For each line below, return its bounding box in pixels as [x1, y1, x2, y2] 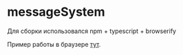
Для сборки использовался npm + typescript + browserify [7, 27, 177, 35]
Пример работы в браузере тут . [7, 40, 101, 48]
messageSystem [7, 4, 105, 20]
